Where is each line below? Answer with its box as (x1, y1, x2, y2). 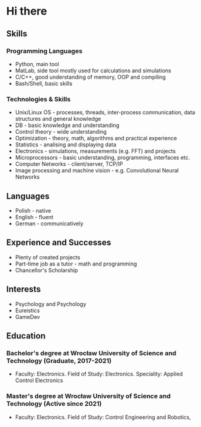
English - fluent (15, 213, 53, 220)
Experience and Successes (6, 237, 111, 248)
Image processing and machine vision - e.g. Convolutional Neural (15, 167, 179, 174)
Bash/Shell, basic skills (15, 80, 73, 87)
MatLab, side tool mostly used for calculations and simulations (15, 67, 171, 74)
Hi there (6, 4, 47, 18)
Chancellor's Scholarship (15, 266, 78, 274)
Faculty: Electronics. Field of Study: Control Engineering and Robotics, (15, 413, 191, 420)
